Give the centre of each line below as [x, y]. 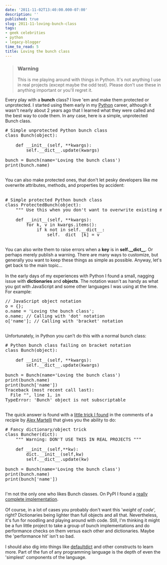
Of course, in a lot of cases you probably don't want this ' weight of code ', [80, 509]
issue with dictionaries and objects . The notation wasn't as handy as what [82, 281]
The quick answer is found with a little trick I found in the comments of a [79, 414]
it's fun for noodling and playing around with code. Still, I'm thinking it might [83, 520]
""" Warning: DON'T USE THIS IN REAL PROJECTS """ [79, 439]
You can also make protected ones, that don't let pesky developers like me [82, 180]
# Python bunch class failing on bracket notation [68, 345]
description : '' [22, 14]
